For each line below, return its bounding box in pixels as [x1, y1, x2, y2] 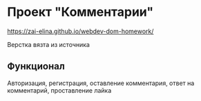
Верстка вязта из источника [7, 40, 90, 48]
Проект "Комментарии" [7, 4, 154, 20]
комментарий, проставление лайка [7, 86, 112, 94]
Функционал [7, 60, 66, 73]
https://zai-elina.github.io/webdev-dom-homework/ [7, 27, 154, 35]
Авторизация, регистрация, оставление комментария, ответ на [7, 79, 195, 87]
